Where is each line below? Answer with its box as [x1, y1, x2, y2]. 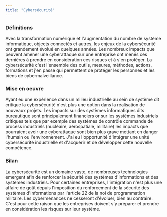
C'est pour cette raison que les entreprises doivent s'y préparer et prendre [5, 200, 159, 206]
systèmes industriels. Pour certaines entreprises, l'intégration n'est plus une [5, 179, 162, 185]
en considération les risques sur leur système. [5, 206, 101, 212]
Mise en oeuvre [5, 85, 44, 92]
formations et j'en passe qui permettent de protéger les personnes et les [5, 67, 155, 73]
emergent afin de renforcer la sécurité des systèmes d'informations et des [5, 174, 159, 180]
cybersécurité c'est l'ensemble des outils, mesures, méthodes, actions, [5, 62, 152, 68]
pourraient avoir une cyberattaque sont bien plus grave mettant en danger [5, 129, 158, 135]
